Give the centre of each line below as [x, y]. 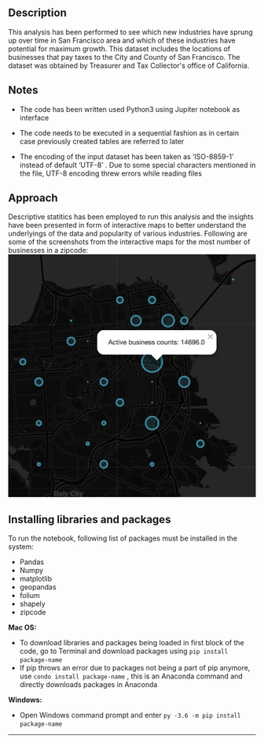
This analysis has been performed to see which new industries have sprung [130, 32]
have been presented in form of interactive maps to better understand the [127, 225]
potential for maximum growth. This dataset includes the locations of [119, 48]
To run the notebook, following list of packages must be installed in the [123, 538]
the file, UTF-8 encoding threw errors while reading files [111, 173]
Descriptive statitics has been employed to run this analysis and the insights [131, 217]
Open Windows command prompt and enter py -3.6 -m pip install [130, 715]
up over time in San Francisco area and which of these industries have [122, 40]
